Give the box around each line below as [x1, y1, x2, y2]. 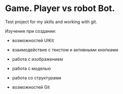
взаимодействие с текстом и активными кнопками [12, 47, 118, 53]
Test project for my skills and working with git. [5, 19, 97, 25]
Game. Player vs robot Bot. [5, 3, 115, 14]
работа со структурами [12, 75, 62, 81]
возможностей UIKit [12, 37, 54, 43]
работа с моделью [12, 66, 51, 71]
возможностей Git [12, 84, 50, 90]
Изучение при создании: [5, 28, 56, 34]
